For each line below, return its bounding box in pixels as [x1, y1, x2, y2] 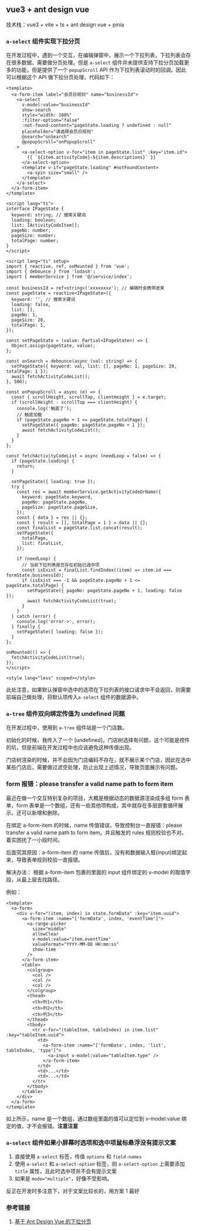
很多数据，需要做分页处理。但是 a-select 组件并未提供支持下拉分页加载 [11, 59, 185, 66]
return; [16, 464, 35, 469]
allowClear [32, 931, 59, 937]
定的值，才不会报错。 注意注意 [6, 1122, 78, 1129]
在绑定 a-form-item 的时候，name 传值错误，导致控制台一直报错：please [6, 821, 182, 829]
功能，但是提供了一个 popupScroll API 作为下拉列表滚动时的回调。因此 [16, 66, 186, 73]
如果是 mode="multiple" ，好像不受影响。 [14, 1175, 113, 1182]
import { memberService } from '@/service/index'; [6, 274, 133, 280]
